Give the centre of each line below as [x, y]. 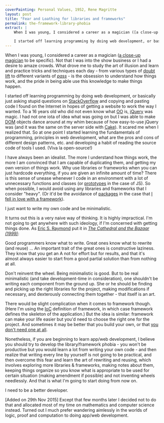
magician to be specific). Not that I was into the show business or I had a [78, 60]
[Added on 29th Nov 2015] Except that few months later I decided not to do [81, 399]
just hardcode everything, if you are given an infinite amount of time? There [81, 173]
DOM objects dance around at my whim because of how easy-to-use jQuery [82, 122]
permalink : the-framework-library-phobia [48, 23]
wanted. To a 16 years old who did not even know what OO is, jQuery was [79, 111]
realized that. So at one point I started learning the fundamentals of [72, 132]
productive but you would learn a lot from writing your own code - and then [81, 349]
